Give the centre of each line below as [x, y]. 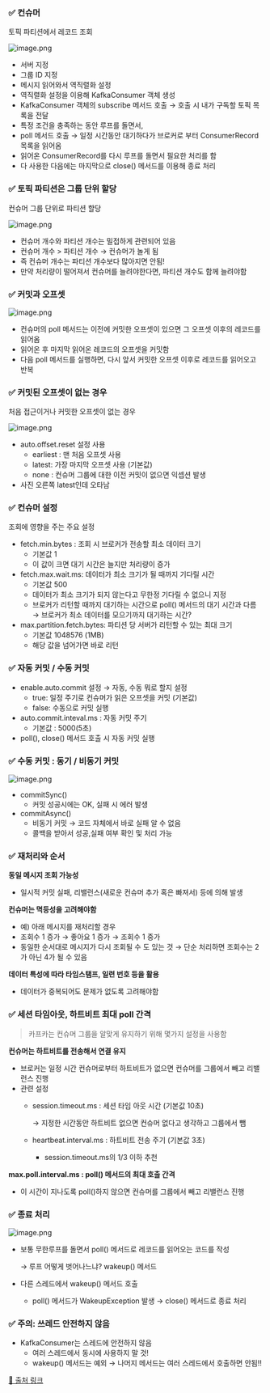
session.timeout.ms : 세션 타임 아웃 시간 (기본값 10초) [118, 1105]
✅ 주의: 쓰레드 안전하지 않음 [59, 1323]
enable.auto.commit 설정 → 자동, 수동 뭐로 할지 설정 [103, 687]
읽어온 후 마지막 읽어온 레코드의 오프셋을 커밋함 [95, 349]
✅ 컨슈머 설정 [33, 508]
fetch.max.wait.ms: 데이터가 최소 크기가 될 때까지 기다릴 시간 [117, 574]
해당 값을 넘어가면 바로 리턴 [75, 646]
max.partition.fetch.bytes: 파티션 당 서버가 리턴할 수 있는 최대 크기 [126, 625]
